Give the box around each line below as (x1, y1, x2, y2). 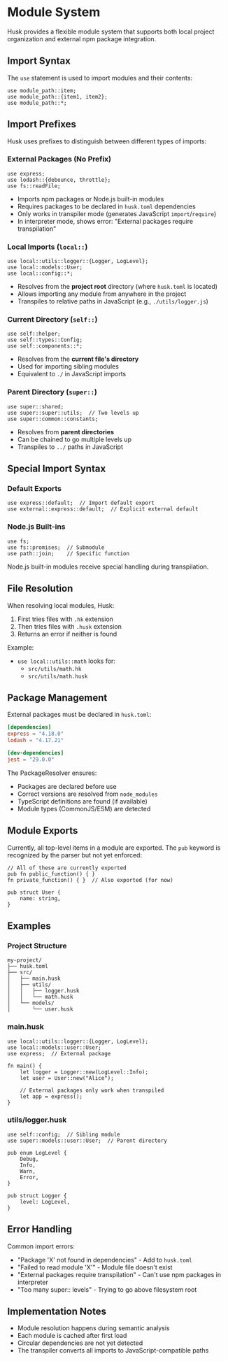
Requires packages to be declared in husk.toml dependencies (17, 202, 196, 211)
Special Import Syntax (7, 463, 106, 475)
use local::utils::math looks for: (17, 657, 115, 665)
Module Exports (7, 825, 78, 836)
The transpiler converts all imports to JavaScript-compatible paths (17, 1346, 209, 1355)
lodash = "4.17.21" (7, 737, 64, 744)
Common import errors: (7, 1242, 76, 1250)
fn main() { (7, 1062, 42, 1069)
